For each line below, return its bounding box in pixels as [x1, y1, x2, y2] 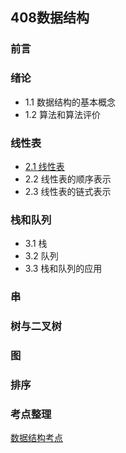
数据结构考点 [10, 432, 63, 444]
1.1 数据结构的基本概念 [24, 96, 116, 108]
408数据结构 [10, 9, 90, 27]
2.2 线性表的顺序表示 [24, 173, 112, 185]
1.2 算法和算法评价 [24, 108, 101, 120]
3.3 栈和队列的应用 [24, 263, 103, 275]
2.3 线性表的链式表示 [24, 185, 112, 197]
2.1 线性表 [24, 160, 65, 172]
